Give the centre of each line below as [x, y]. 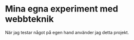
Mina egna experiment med [62, 9]
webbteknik [29, 19]
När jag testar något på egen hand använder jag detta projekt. [67, 32]
